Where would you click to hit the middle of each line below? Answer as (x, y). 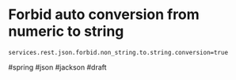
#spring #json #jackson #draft (57, 67)
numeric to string (66, 31)
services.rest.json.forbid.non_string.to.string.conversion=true (118, 52)
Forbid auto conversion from (104, 15)
